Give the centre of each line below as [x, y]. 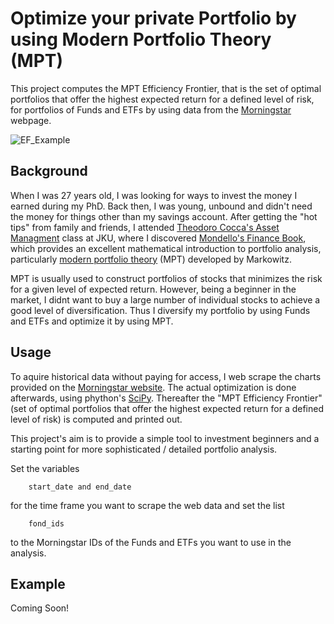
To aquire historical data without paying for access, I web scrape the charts [166, 376]
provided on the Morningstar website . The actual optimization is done [153, 387]
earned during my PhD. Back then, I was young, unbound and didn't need [161, 206]
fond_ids [46, 523]
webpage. [31, 120]
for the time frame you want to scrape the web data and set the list [147, 505]
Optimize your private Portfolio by [153, 18]
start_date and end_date [80, 487]
